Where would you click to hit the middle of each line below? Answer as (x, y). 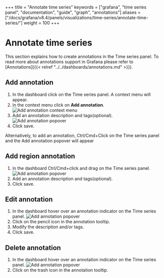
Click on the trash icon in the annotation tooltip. (60, 270)
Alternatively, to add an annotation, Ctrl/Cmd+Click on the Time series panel (82, 135)
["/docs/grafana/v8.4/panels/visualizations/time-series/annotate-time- (77, 18)
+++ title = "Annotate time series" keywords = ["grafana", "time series (76, 7)
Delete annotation (33, 248)
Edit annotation (29, 199)
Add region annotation (40, 156)
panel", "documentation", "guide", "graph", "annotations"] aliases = (73, 12)
